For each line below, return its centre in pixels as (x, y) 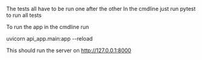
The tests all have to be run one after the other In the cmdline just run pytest (101, 9)
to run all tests (24, 15)
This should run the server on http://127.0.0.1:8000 (69, 50)
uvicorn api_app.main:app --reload (50, 38)
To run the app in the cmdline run (48, 27)
